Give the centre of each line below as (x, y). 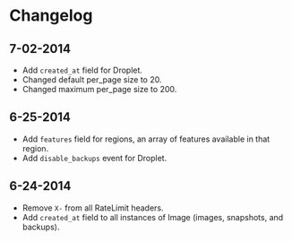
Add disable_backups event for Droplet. (94, 158)
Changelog (51, 16)
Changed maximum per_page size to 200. (99, 89)
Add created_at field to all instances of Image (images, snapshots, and (153, 217)
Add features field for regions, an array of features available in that (146, 139)
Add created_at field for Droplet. (82, 70)
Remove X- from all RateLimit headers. (93, 208)
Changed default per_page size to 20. (92, 80)
